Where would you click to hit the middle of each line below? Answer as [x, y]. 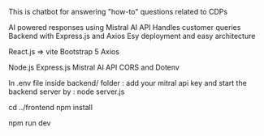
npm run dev [30, 123]
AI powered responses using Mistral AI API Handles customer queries [125, 27]
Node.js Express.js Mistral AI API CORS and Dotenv [94, 67]
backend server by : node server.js [67, 91]
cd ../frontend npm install [51, 107]
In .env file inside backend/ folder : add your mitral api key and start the [128, 83]
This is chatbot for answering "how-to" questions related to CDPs [118, 12]
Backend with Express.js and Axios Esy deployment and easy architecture [132, 36]
